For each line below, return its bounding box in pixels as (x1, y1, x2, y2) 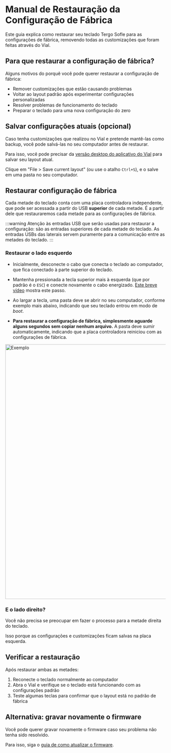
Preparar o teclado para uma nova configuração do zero (12, 107, 131, 113)
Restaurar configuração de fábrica (5, 186, 117, 195)
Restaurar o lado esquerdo (5, 250, 72, 257)
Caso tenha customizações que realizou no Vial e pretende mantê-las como (5, 136, 164, 142)
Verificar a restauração (5, 653, 80, 662)
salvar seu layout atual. (5, 156, 54, 163)
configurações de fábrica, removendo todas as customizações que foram (5, 37, 159, 43)
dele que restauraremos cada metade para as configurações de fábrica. (5, 210, 156, 217)
